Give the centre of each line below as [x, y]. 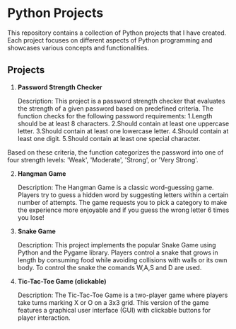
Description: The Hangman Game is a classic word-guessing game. [116, 187]
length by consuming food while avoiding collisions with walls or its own [122, 260]
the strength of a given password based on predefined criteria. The [116, 108]
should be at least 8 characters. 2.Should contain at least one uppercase [123, 123]
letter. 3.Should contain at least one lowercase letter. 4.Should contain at [123, 131]
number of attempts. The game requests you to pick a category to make [122, 202]
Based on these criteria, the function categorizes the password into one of [116, 152]
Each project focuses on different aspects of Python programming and [110, 40]
